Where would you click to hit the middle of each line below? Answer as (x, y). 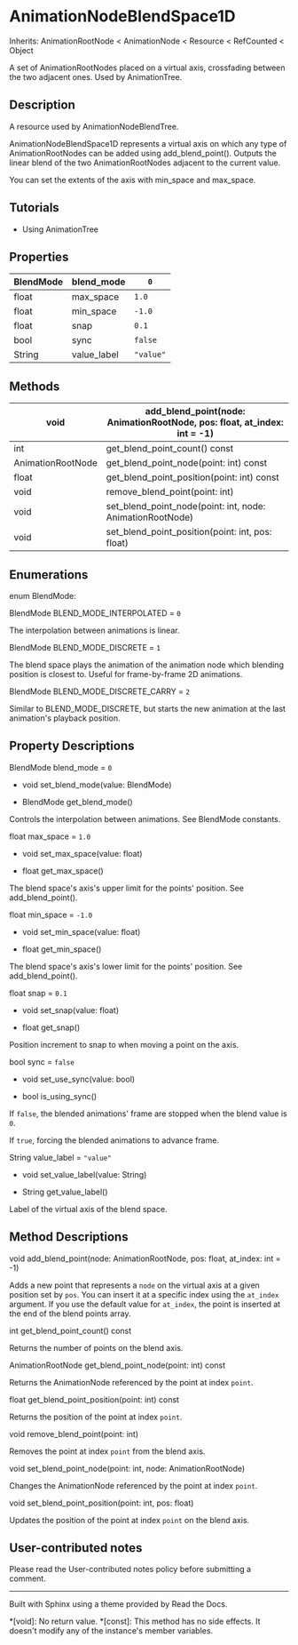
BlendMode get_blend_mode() (77, 802)
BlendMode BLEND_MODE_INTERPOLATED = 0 (95, 613)
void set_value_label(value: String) (84, 1174)
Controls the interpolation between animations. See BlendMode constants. (145, 819)
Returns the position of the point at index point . (96, 1417)
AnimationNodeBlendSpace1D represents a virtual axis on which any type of (148, 143)
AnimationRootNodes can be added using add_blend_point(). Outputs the (143, 153)
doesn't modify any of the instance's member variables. (111, 1631)
